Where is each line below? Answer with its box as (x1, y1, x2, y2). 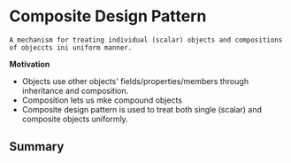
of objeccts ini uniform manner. (9, 43, 133, 52)
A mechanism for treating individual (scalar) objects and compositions (9, 35, 283, 44)
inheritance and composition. (21, 85, 129, 96)
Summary (9, 139, 65, 154)
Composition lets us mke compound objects (21, 95, 183, 105)
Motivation (9, 58, 50, 69)
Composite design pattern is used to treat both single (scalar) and (21, 104, 263, 114)
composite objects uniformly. (21, 113, 128, 124)
